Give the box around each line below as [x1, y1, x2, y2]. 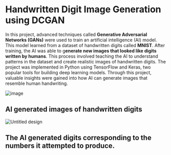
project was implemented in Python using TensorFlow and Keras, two [5, 64, 151, 70]
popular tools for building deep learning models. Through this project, [5, 69, 152, 75]
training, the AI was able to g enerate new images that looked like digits [5, 48, 157, 54]
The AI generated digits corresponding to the [5, 134, 152, 142]
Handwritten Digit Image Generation [5, 4, 162, 15]
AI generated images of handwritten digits [5, 105, 142, 114]
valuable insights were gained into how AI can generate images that [5, 75, 148, 81]
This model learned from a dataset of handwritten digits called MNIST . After [5, 42, 165, 48]
